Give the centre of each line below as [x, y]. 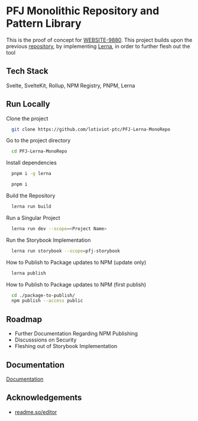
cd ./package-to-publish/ [43, 295]
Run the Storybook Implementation [48, 240]
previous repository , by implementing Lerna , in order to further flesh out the [98, 46]
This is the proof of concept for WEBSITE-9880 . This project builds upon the [99, 40]
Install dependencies [32, 163]
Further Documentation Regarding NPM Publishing [76, 334]
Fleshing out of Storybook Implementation [66, 346]
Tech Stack [27, 71]
